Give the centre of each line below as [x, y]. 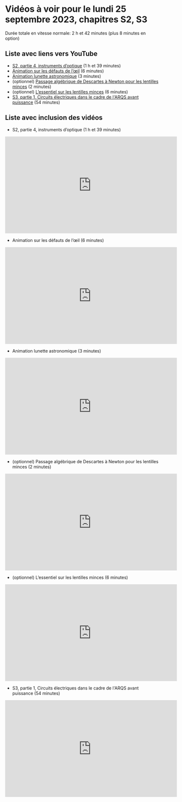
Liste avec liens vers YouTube [52, 54]
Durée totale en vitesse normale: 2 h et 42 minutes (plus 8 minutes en [76, 33]
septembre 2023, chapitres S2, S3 [76, 19]
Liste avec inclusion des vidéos [54, 118]
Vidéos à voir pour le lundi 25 [66, 9]
